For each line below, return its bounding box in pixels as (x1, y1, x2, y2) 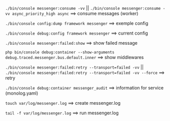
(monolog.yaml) (5, 90, 39, 97)
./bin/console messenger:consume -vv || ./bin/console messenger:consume (5, 5, 161, 11)
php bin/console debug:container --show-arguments (5, 50, 115, 55)
